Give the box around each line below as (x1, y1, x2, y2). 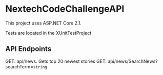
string (33, 64, 47, 69)
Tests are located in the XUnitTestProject (5, 30, 92, 36)
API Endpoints (5, 44, 52, 54)
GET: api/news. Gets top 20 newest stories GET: (5, 58, 107, 64)
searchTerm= (5, 63, 34, 69)
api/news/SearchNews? (107, 58, 158, 64)
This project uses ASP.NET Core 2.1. (5, 20, 82, 26)
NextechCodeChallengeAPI (5, 3, 125, 15)
